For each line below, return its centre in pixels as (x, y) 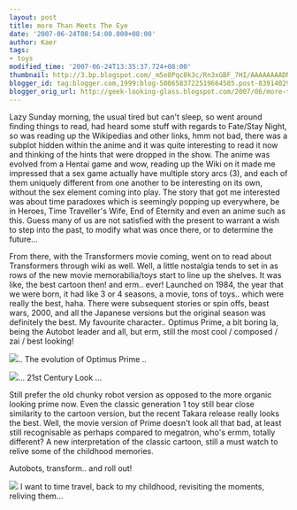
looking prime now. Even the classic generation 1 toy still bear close (132, 404)
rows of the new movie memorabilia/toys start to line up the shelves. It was (145, 274)
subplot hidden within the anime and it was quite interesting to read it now (144, 145)
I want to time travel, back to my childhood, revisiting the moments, (142, 486)
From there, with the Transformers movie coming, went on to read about (141, 256)
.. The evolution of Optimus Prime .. (83, 359)
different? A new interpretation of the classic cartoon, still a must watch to (144, 441)
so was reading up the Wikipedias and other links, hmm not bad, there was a (148, 135)
